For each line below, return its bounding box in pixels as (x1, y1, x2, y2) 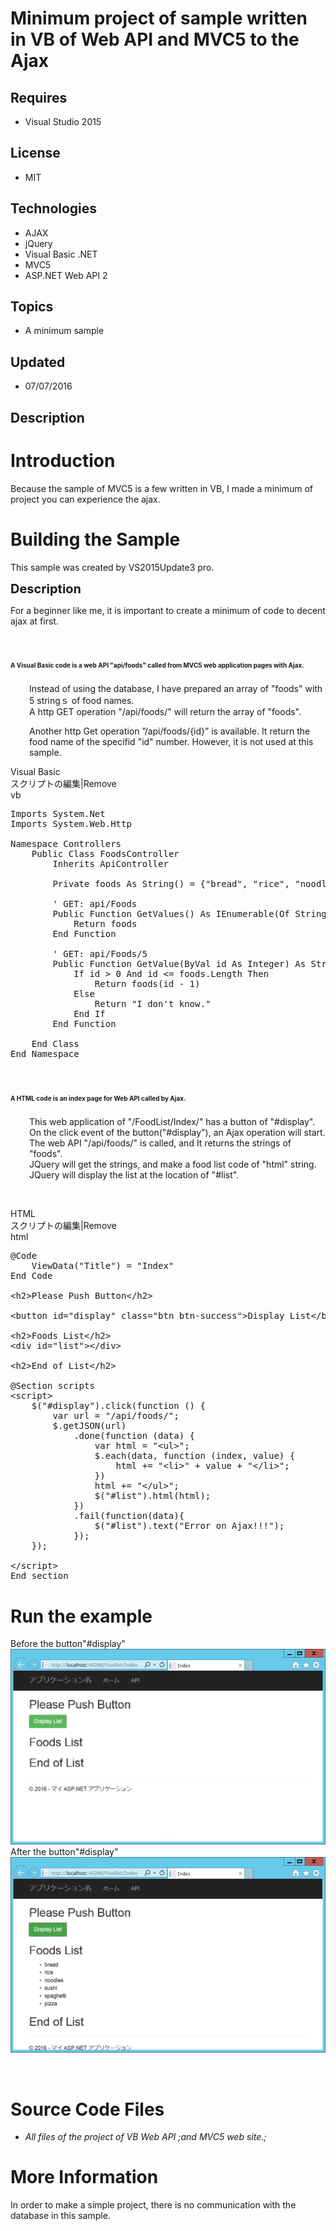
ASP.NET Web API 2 (24, 269, 108, 281)
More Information (10, 2166, 159, 2189)
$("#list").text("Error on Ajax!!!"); (94, 1520, 285, 1532)
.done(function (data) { (73, 1430, 196, 1442)
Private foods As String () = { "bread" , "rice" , (52, 878, 290, 890)
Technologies (10, 200, 98, 217)
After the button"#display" (10, 1846, 119, 1858)
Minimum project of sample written (10, 7, 308, 30)
